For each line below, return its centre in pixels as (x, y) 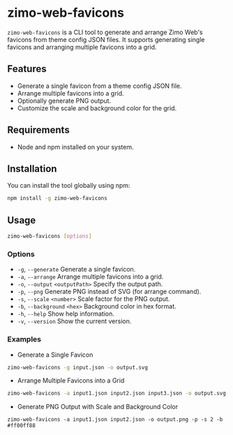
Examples (24, 339)
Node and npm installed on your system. (75, 147)
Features (27, 69)
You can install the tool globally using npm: (69, 186)
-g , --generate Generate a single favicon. (76, 270)
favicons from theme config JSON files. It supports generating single (106, 39)
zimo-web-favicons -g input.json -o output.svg (78, 367)
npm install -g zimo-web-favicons (58, 198)
